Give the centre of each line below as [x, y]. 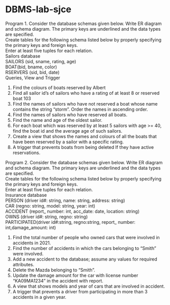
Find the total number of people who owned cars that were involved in [86, 237]
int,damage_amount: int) [31, 227]
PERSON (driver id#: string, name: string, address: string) [65, 200]
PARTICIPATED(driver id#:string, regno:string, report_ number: [70, 222]
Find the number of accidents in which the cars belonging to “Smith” [84, 248]
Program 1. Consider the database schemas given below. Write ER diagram [83, 23]
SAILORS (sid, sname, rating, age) [41, 61]
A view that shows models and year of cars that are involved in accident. [89, 286]
